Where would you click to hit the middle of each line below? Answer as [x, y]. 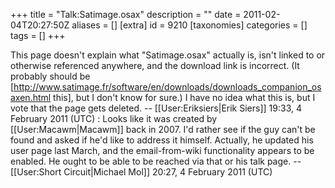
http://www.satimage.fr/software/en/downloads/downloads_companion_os [167, 87]
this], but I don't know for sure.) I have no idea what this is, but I [184, 97]
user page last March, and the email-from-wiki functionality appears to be [162, 150]
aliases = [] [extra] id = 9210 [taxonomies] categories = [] [189, 25]
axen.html [31, 97]
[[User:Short [36, 172]
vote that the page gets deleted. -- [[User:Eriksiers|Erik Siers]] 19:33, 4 [156, 108]
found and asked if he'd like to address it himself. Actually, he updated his [162, 140]
